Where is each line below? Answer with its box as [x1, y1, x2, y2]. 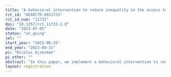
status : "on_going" [5, 31, 47, 36]
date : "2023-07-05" [5, 26, 47, 31]
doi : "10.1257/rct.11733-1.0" [5, 21, 70, 27]
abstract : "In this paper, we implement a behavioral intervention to [5, 59, 158, 64]
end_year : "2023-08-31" [5, 45, 56, 50]
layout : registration [5, 64, 51, 69]
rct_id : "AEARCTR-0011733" [5, 12, 63, 17]
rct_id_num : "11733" [5, 17, 49, 22]
